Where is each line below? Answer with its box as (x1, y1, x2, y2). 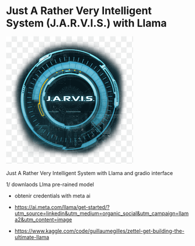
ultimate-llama (14, 233, 50, 241)
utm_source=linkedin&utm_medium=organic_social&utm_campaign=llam (14, 210, 189, 217)
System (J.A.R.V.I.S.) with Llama (6, 16, 167, 30)
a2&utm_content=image (14, 216, 72, 223)
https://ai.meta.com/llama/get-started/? (14, 203, 110, 210)
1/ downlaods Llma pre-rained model (6, 180, 95, 188)
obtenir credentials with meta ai (14, 192, 90, 199)
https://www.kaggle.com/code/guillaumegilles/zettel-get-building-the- (14, 227, 185, 234)
